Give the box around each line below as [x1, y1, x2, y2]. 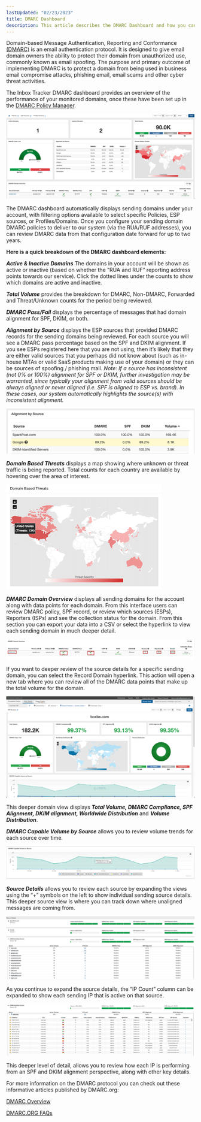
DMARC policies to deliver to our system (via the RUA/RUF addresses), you [6, 223, 191, 231]
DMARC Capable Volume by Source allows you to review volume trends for [6, 827, 193, 835]
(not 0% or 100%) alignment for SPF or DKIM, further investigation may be [6, 371, 190, 378]
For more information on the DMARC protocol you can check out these [6, 1080, 181, 1087]
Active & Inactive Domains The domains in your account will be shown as [6, 259, 189, 267]
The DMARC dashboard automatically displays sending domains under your [6, 204, 193, 212]
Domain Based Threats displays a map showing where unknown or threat [6, 460, 189, 467]
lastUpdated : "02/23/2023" [6, 10, 74, 16]
